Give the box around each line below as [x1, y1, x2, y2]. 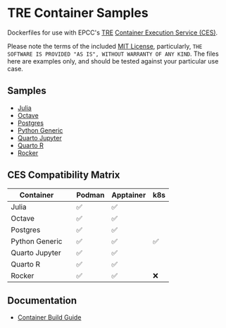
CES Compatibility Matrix [7, 169, 120, 181]
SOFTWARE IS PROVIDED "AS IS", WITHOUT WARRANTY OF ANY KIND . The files [7, 49, 220, 58]
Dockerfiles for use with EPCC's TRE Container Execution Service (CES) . [7, 28, 218, 37]
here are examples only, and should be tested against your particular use [7, 56, 219, 65]
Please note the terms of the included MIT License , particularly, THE [7, 42, 203, 50]
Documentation [7, 294, 77, 306]
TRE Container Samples [7, 5, 149, 21]
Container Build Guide [17, 313, 82, 322]
